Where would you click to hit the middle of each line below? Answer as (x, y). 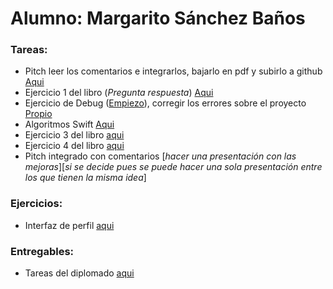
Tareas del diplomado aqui (79, 273)
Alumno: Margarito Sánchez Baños (158, 18)
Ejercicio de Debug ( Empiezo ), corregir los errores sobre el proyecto (165, 103)
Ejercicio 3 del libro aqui (74, 135)
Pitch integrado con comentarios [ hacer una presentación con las (160, 156)
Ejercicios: (36, 204)
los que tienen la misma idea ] (85, 178)
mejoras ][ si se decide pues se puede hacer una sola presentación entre (173, 167)
